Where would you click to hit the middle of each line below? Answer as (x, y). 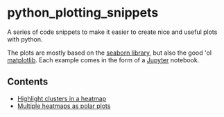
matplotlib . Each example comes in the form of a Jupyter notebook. (103, 60)
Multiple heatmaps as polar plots (64, 106)
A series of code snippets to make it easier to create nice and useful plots (112, 32)
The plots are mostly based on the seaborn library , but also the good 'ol (110, 53)
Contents (28, 82)
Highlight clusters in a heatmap (61, 98)
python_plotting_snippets (83, 13)
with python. (25, 39)
